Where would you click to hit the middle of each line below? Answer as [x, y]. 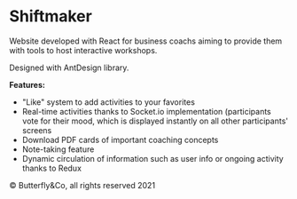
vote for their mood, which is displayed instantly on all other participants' [155, 121]
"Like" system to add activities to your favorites [108, 102]
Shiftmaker [51, 16]
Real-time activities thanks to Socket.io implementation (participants [147, 111]
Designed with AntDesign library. [69, 68]
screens [37, 130]
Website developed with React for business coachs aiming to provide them [146, 41]
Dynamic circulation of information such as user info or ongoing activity [152, 158]
